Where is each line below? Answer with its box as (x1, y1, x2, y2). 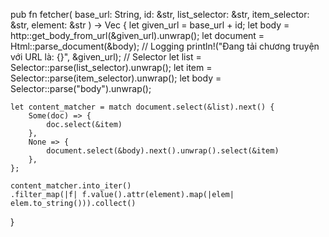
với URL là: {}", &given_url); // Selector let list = (10, 51, 202, 63)
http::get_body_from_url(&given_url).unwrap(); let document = (10, 30, 265, 41)
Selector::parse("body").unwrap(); (10, 83, 152, 94)
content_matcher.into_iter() (10, 181, 132, 191)
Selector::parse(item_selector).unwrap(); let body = (10, 72, 222, 84)
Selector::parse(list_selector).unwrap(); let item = (10, 62, 213, 73)
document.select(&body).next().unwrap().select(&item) (46, 146, 280, 156)
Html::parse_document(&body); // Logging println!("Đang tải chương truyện (10, 40, 320, 52)
